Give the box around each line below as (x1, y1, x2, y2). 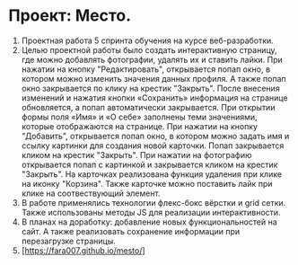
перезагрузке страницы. (21, 235, 116, 246)
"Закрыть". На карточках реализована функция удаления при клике (21, 168, 283, 180)
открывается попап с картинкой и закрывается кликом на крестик (21, 159, 278, 170)
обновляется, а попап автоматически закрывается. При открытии (21, 102, 276, 112)
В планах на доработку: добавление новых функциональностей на (21, 216, 277, 227)
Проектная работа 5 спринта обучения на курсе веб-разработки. (21, 35, 275, 46)
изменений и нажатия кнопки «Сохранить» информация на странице (21, 92, 288, 103)
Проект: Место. (8, 5, 132, 26)
